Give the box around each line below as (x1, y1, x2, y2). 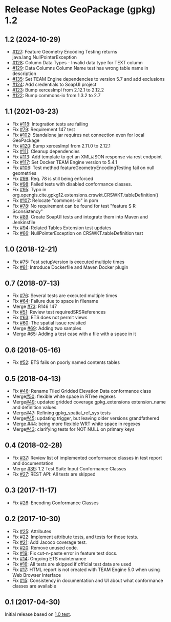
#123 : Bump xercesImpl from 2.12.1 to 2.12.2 (12, 87, 104, 93)
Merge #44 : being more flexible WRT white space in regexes (12, 420, 141, 427)
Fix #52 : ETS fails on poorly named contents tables (12, 359, 120, 365)
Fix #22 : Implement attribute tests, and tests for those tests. (12, 534, 139, 540)
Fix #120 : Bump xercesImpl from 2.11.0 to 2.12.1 (12, 142, 111, 149)
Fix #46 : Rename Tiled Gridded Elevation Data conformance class (12, 388, 152, 394)
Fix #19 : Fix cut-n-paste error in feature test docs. (12, 550, 118, 556)
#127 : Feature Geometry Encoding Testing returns (12, 49, 117, 54)
